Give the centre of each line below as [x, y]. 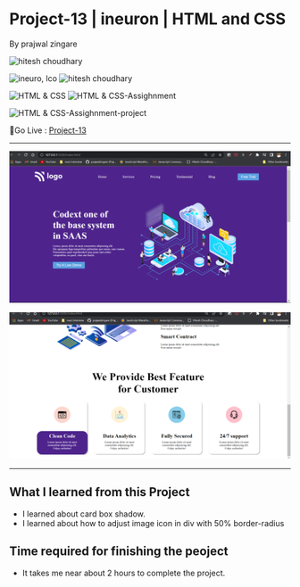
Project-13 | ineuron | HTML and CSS [148, 19]
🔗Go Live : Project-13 [48, 130]
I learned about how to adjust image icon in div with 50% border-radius [153, 523]
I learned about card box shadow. [83, 514]
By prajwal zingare [43, 44]
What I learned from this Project [100, 492]
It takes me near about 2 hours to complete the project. [124, 573]
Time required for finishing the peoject [119, 552]
